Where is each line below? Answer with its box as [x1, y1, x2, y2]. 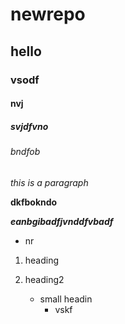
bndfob [10, 146, 41, 158]
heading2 [24, 273, 65, 285]
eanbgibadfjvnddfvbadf [10, 215, 114, 227]
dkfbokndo [10, 196, 58, 208]
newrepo [10, 3, 86, 26]
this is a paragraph [10, 176, 89, 188]
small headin [39, 293, 93, 305]
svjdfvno [10, 120, 49, 132]
